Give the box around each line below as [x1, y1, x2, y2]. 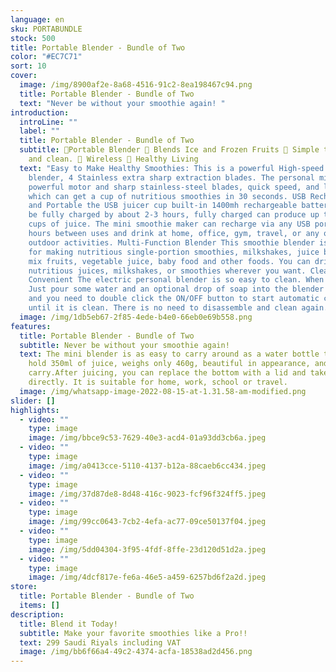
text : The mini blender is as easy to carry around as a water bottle [19, 349, 320, 360]
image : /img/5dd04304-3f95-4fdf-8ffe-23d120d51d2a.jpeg [28, 544, 267, 555]
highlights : [10, 405, 60, 415]
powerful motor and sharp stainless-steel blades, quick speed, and [28, 182, 320, 192]
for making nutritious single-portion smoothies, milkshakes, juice [28, 247, 320, 257]
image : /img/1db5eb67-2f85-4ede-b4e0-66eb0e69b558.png [19, 312, 253, 322]
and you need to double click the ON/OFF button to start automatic [28, 294, 320, 304]
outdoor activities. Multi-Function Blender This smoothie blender [28, 237, 315, 248]
